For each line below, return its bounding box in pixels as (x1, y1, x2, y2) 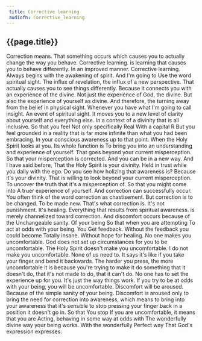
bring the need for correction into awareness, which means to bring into (6, 296, 185, 303)
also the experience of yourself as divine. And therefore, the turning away (6, 98, 190, 105)
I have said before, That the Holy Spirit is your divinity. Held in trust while (6, 161, 187, 169)
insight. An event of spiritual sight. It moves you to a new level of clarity (6, 110, 184, 117)
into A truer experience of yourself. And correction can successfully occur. (6, 187, 192, 195)
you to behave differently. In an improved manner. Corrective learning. (6, 66, 181, 73)
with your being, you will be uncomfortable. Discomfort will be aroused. (6, 283, 184, 290)
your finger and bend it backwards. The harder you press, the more (6, 257, 174, 265)
